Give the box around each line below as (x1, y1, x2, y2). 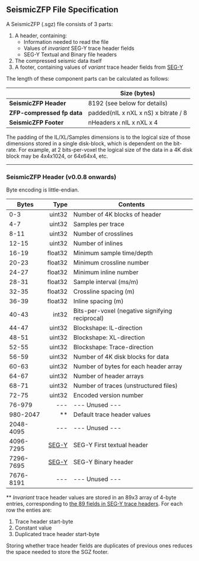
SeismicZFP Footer (9, 118, 64, 126)
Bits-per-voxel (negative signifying (73, 307, 172, 315)
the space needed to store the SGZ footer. (6, 549, 109, 556)
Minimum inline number (73, 268, 139, 276)
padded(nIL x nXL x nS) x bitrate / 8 (88, 109, 188, 117)
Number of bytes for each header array (73, 362, 182, 371)
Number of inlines (73, 240, 123, 248)
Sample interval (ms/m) (73, 278, 139, 286)
